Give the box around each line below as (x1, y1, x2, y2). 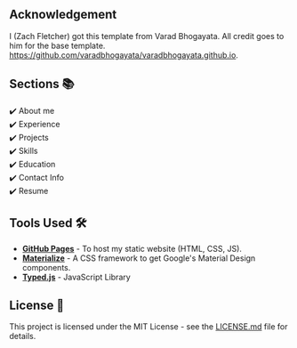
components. (21, 263, 71, 273)
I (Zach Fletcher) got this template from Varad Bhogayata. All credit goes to (9, 30, 285, 41)
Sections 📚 (9, 77, 75, 92)
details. (9, 331, 36, 342)
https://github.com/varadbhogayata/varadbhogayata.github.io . (9, 49, 238, 61)
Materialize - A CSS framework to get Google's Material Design (21, 253, 256, 263)
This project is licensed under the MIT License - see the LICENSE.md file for (9, 321, 288, 332)
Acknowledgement (9, 7, 117, 22)
